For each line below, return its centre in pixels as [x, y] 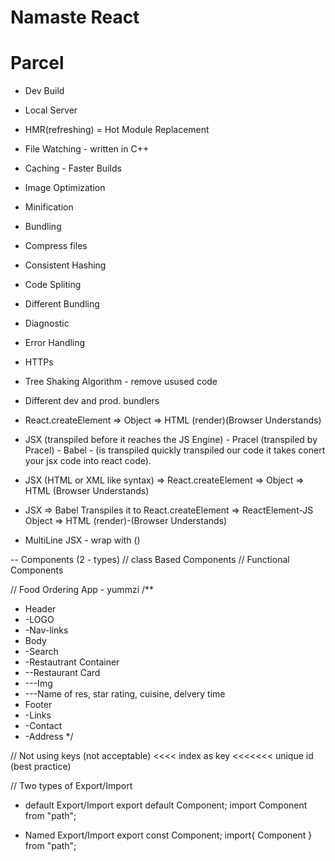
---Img [38, 683]
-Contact [43, 726]
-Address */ [49, 737]
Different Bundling [62, 304]
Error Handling [55, 343]
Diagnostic [47, 323]
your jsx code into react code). [88, 461]
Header [40, 609]
